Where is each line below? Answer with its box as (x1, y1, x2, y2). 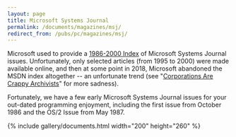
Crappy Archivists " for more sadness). (7, 79, 119, 88)
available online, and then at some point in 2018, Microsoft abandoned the (7, 64, 223, 73)
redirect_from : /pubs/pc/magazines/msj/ (7, 30, 129, 37)
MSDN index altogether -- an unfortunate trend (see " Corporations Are (7, 72, 213, 81)
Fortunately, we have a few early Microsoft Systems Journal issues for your (7, 93, 227, 102)
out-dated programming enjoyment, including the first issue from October (7, 100, 222, 109)
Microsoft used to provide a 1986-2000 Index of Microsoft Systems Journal (7, 49, 227, 58)
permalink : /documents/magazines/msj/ (7, 23, 122, 30)
